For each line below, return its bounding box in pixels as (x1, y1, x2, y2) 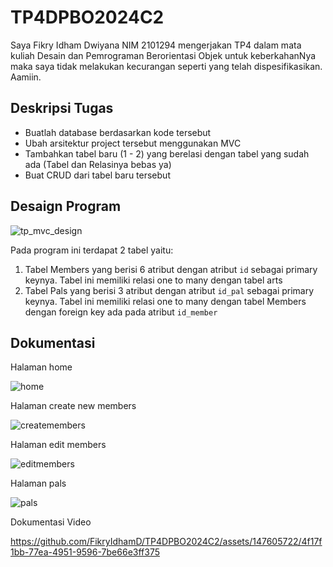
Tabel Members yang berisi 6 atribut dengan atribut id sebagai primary (24, 263, 318, 275)
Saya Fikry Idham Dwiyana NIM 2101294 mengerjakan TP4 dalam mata (10, 39, 302, 51)
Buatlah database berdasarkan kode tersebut (24, 126, 212, 138)
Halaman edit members (10, 439, 107, 451)
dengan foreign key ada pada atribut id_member (24, 306, 218, 318)
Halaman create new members (10, 400, 137, 412)
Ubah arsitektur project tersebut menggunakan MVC (24, 137, 242, 149)
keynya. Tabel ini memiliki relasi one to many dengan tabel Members (24, 295, 307, 307)
